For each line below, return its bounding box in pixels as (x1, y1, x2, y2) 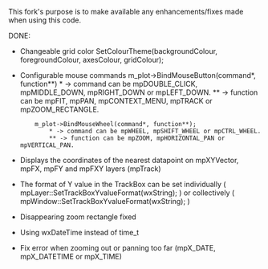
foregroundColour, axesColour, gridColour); (19, 55, 164, 64)
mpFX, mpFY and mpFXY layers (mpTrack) (19, 164, 162, 173)
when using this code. (8, 15, 82, 25)
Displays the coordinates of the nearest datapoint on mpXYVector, (19, 156, 239, 165)
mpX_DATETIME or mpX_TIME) (19, 252, 123, 261)
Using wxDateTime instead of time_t (19, 228, 140, 237)
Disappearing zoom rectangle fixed (19, 212, 136, 222)
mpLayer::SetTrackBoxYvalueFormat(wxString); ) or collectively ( (19, 188, 235, 198)
